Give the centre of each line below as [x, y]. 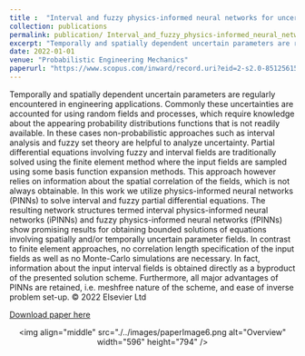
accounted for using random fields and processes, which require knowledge [152, 114]
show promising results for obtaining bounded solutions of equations [138, 229]
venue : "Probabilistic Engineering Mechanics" [99, 60]
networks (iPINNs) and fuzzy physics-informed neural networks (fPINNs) [146, 220]
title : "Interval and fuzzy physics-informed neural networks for [142, 18]
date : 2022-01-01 [42, 52]
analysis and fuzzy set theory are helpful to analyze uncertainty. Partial [142, 143]
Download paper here [50, 314]
